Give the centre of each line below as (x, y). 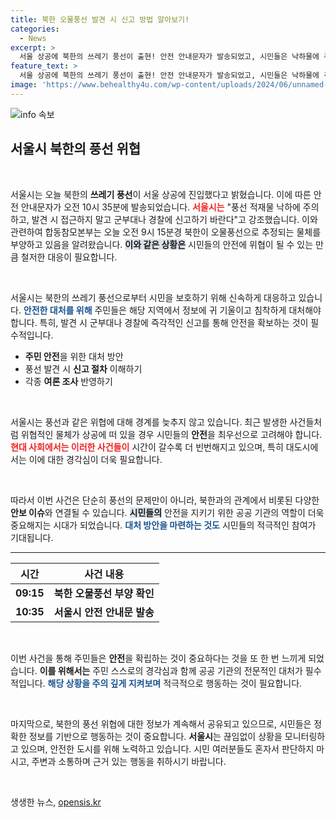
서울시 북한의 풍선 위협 (76, 149)
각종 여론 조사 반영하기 (68, 381)
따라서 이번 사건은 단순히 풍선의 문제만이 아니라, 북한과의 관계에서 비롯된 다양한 (165, 500)
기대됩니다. (32, 537)
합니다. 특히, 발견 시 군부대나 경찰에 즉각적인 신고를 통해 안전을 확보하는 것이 (159, 322)
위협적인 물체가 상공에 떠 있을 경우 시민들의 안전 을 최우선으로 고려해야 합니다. (171, 434)
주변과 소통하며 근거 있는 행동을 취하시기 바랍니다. (129, 761)
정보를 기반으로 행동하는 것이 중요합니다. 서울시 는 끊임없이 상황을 (155, 736)
